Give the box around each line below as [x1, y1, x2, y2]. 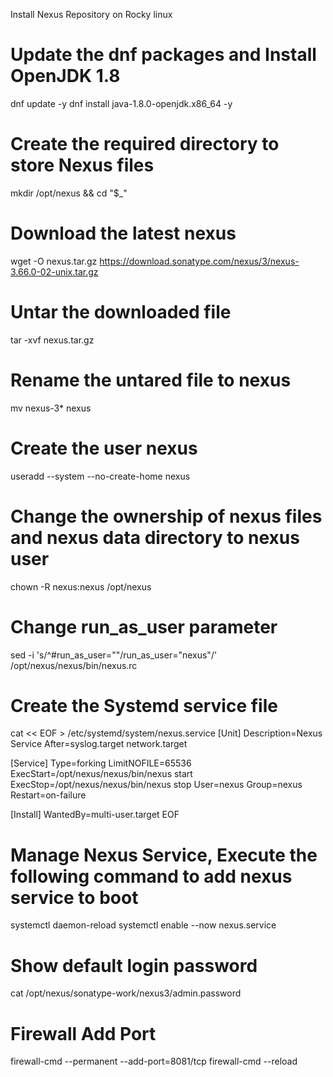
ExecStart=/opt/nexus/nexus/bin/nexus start [10, 768, 193, 780]
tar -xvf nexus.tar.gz [10, 334, 95, 346]
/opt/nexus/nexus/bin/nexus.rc [10, 659, 138, 671]
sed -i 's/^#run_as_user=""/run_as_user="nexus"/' [10, 649, 218, 661]
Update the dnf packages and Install [10, 44, 317, 66]
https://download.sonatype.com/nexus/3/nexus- [99, 255, 300, 267]
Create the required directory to [10, 133, 280, 156]
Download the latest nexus [10, 222, 237, 245]
